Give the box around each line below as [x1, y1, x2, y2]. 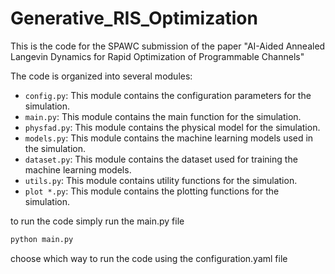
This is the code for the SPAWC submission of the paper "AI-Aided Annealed [10, 40, 326, 52]
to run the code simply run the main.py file [10, 215, 185, 227]
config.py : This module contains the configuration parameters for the [24, 89, 312, 101]
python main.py [10, 234, 74, 244]
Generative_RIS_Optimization [10, 7, 258, 30]
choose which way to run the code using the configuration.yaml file [10, 252, 288, 264]
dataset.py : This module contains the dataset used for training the [24, 153, 298, 165]
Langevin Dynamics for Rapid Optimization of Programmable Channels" [10, 50, 305, 62]
